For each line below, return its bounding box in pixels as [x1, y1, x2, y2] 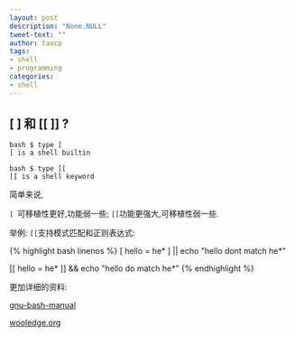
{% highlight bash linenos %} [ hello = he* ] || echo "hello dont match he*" [9, 246, 287, 257]
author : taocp [9, 38, 63, 48]
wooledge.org [9, 317, 61, 328]
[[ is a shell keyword [9, 173, 95, 182]
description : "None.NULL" [9, 22, 106, 31]
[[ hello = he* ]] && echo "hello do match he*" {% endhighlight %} [9, 263, 254, 274]
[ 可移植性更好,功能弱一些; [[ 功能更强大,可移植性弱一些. [9, 209, 219, 220]
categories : [9, 72, 54, 81]
